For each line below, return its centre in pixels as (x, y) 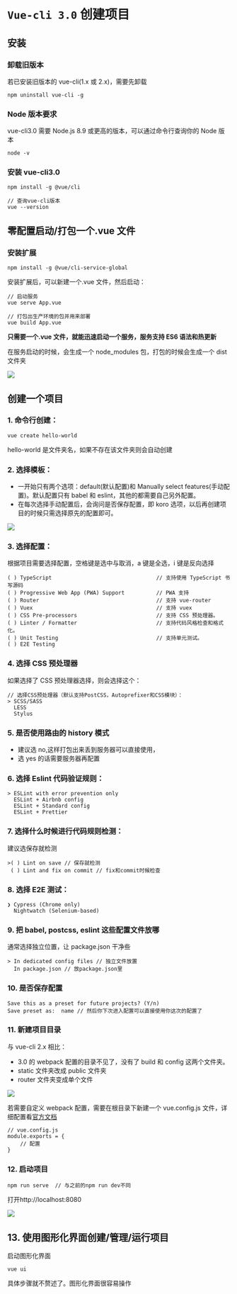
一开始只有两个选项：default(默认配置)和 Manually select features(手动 (121, 487)
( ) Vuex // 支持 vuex (100, 608)
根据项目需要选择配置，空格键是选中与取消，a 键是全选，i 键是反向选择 (111, 563)
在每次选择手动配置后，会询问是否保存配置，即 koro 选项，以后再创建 (119, 505)
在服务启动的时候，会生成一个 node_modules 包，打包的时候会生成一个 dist (117, 352)
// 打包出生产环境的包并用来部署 (49, 317)
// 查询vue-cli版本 (34, 201)
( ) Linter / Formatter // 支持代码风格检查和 (110, 623)
